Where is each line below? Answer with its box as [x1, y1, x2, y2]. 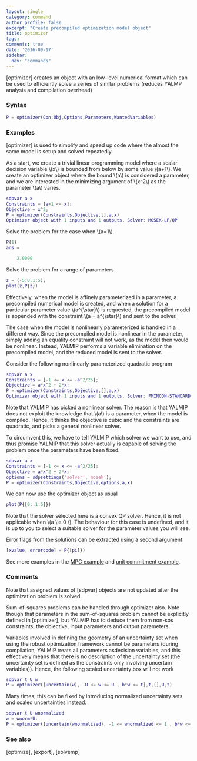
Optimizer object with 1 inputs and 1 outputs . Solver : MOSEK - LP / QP [6, 217, 178, 223]
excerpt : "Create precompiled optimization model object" [6, 25, 151, 31]
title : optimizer [6, 31, 49, 36]
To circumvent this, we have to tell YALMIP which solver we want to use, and [6, 434, 192, 441]
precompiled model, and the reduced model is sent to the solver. [6, 348, 163, 356]
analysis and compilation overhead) [6, 86, 93, 93]
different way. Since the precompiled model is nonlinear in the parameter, [6, 330, 184, 337]
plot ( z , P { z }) [6, 283, 38, 289]
